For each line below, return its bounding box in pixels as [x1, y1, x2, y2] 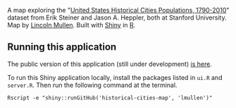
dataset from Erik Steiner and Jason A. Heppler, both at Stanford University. [7, 13, 227, 22]
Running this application [7, 41, 117, 53]
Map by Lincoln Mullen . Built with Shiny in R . [7, 21, 136, 29]
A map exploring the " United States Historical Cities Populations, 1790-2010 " [7, 6, 230, 14]
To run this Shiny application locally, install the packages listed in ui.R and [7, 73, 223, 81]
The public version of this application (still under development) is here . [7, 60, 213, 68]
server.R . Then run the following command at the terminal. [7, 81, 178, 89]
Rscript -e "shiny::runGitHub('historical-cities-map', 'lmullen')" [7, 94, 213, 101]
